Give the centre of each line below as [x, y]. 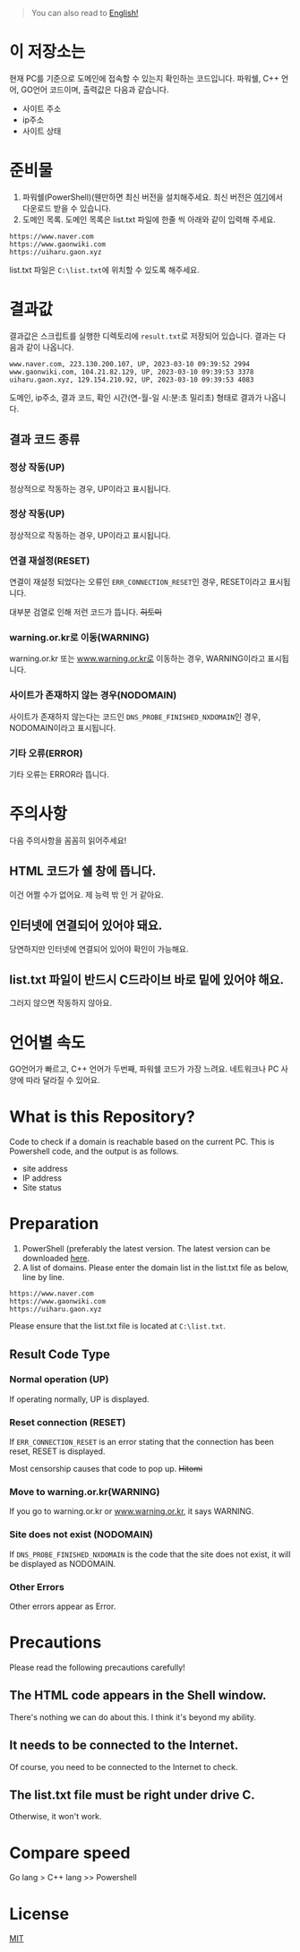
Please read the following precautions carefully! [97, 1667]
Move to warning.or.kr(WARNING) [85, 1492]
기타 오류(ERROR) [46, 753]
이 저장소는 [47, 52]
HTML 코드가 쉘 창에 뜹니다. [83, 871]
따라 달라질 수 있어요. [63, 1080]
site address [45, 1169]
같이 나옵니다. [50, 347]
